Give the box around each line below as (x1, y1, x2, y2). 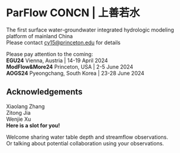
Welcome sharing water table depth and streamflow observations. (6, 133, 169, 140)
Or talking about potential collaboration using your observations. (6, 139, 165, 147)
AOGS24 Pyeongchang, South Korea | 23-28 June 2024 (6, 69, 145, 76)
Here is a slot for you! (6, 121, 60, 129)
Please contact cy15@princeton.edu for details (6, 39, 121, 46)
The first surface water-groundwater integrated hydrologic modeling (6, 26, 175, 33)
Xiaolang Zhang (6, 103, 45, 110)
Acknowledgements (6, 87, 83, 97)
